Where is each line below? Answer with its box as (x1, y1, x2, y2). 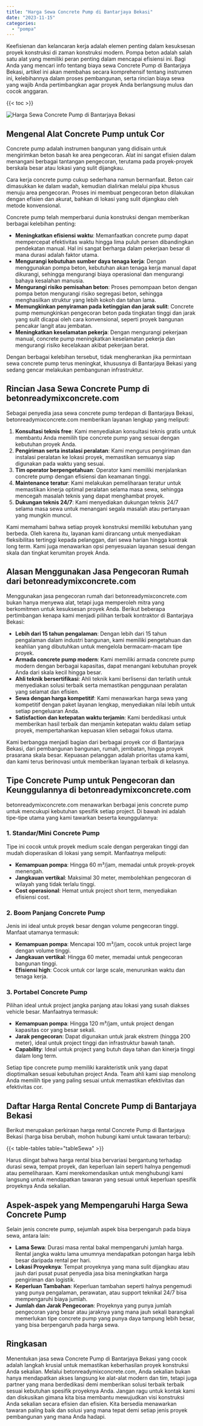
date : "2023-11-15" (6, 15, 56, 21)
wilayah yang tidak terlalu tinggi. (15, 880, 96, 887)
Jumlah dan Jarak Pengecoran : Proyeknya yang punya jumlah (15, 1302, 171, 1309)
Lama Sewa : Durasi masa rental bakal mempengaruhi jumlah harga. (15, 1244, 184, 1251)
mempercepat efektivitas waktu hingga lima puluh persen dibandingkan (15, 238, 194, 246)
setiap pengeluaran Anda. (15, 707, 80, 714)
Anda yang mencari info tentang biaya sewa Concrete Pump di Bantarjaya (6, 62, 191, 69)
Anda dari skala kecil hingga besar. (15, 669, 102, 676)
